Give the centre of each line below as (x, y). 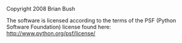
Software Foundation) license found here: (59, 27)
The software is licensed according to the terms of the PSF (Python (91, 20)
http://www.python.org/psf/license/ (51, 33)
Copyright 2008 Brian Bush (41, 9)
